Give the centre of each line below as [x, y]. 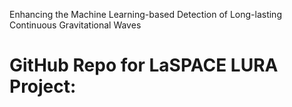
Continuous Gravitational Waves [75, 25]
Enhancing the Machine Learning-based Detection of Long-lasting [145, 14]
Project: [43, 86]
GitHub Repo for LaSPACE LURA [144, 65]
